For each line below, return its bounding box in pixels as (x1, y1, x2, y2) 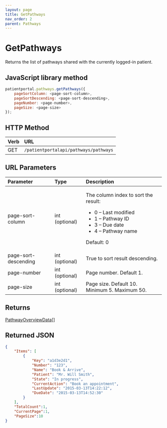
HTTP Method (5, 123, 50, 132)
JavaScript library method (5, 73, 88, 82)
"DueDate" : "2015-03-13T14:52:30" (31, 391, 103, 396)
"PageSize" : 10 (14, 414, 43, 419)
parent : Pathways (5, 21, 41, 26)
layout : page (5, 7, 32, 12)
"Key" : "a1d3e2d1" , (31, 358, 72, 363)
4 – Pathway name (94, 227, 138, 234)
